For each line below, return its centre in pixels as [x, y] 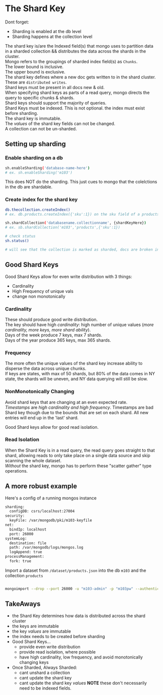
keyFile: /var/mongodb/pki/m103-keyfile [51, 521]
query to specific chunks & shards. [40, 97]
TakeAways [23, 604]
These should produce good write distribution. [51, 319]
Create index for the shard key [41, 200]
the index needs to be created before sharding [58, 636]
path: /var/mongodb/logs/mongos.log [46, 548]
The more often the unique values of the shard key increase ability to [74, 364]
